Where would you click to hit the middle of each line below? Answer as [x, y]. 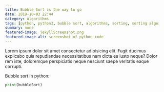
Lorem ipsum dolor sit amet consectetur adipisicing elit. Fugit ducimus [76, 51]
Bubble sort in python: [27, 76]
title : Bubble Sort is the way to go [43, 10]
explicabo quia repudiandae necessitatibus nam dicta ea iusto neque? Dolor [81, 56]
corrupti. [14, 66]
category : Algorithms [27, 19]
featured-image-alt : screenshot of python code [54, 37]
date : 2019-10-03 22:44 [29, 14]
